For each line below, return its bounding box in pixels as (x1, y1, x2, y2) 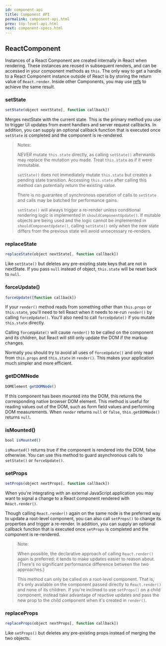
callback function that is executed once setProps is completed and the (5, 526, 149, 532)
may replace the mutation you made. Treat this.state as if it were (17, 157, 152, 163)
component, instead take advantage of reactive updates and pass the (17, 592, 160, 598)
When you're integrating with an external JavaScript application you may (5, 490, 154, 496)
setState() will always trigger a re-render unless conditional (17, 207, 141, 213)
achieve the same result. (5, 84, 55, 90)
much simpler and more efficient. (5, 360, 73, 366)
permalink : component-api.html (5, 16, 70, 21)
